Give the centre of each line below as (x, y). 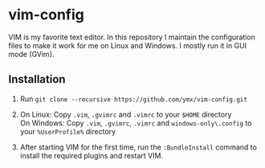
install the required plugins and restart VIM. (91, 155)
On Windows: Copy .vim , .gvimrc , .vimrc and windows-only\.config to (136, 123)
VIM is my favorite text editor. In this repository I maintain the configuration (132, 37)
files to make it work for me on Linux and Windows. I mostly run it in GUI (128, 45)
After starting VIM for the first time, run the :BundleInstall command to (138, 147)
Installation (37, 79)
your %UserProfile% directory (68, 131)
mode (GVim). (31, 54)
